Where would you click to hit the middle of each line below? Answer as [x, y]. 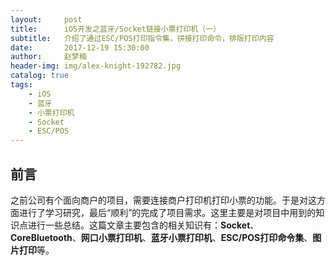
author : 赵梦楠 [48, 57]
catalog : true [40, 76]
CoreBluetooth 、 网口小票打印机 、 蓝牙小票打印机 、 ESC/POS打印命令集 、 [161, 237]
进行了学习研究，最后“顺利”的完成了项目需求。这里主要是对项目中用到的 [167, 212]
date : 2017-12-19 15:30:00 [80, 47]
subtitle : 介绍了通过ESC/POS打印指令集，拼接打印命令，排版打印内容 [142, 38]
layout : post [46, 19]
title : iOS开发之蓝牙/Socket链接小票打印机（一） [115, 29]
